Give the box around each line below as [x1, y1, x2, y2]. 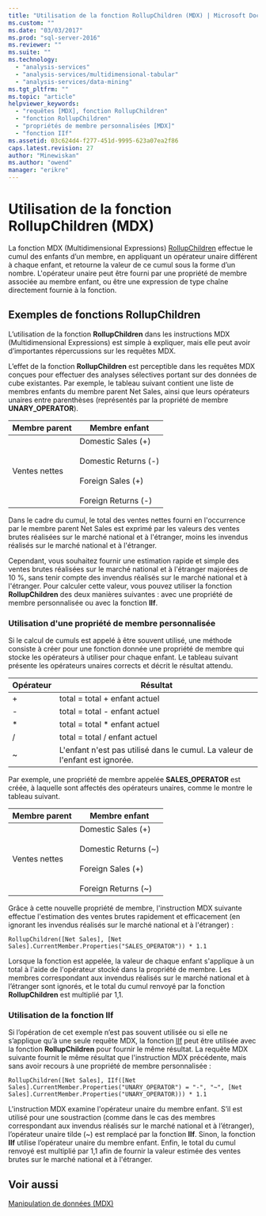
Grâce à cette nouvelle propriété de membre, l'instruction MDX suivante [8, 903, 243, 913]
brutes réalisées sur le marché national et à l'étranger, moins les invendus [8, 532, 249, 541]
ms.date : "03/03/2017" [8, 26, 83, 34]
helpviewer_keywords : [8, 100, 80, 108]
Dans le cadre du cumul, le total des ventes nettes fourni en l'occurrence [8, 515, 245, 525]
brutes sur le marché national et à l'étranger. [8, 1155, 153, 1165]
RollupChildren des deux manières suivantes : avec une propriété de [8, 589, 234, 598]
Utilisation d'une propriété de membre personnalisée [8, 617, 216, 629]
